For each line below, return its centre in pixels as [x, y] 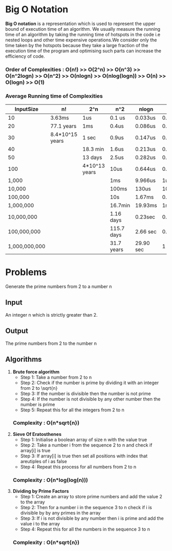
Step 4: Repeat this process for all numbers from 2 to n [78, 467]
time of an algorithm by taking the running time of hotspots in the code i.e [83, 34]
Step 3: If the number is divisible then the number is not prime [85, 393]
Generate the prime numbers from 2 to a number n [59, 286]
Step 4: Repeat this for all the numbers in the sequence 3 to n [85, 529]
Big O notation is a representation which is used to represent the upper [80, 24]
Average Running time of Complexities [54, 96]
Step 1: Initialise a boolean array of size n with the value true [84, 439]
